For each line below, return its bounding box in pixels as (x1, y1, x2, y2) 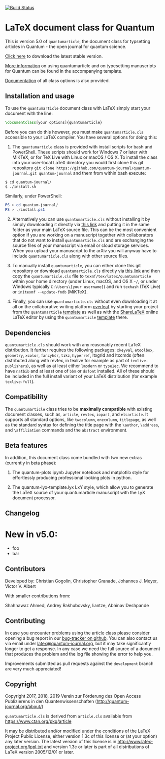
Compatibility (5, 393, 48, 401)
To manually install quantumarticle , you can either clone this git (12, 263, 141, 269)
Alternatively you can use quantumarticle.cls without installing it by (12, 216, 150, 222)
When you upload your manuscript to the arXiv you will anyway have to (12, 248, 157, 254)
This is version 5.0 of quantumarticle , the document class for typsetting (5, 38, 151, 44)
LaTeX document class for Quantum (5, 22, 155, 33)
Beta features (5, 441, 48, 450)
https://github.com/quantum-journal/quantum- (56, 166, 152, 171)
